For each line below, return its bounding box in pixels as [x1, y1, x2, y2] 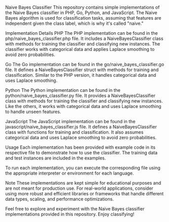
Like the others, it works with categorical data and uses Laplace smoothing [5, 103, 162, 109]
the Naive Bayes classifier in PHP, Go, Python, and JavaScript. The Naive [5, 10, 158, 16]
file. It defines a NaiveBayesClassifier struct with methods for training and [5, 67, 159, 73]
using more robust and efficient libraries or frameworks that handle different [5, 191, 164, 196]
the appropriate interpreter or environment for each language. [5, 170, 134, 176]
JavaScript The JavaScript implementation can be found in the [5, 119, 136, 124]
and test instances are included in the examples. [5, 155, 106, 161]
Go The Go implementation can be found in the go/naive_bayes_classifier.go [5, 62, 164, 67]
